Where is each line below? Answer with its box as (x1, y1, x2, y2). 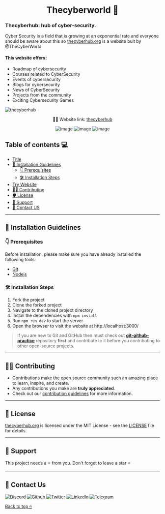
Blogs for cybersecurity (12, 81, 60, 88)
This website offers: (5, 55, 47, 61)
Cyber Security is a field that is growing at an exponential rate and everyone (5, 33, 159, 39)
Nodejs (12, 272, 27, 277)
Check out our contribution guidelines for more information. (12, 391, 133, 396)
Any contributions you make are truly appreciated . (12, 386, 115, 392)
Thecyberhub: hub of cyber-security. (5, 22, 96, 29)
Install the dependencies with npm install (12, 312, 97, 319)
